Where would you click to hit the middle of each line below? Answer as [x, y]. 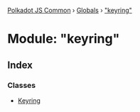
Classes [22, 85]
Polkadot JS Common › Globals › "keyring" [70, 10]
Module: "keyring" [64, 39]
